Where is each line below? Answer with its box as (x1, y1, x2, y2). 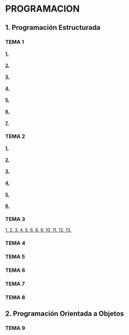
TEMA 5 (5, 253, 25, 260)
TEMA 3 (5, 216, 25, 223)
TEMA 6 (5, 267, 25, 274)
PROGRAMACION (5, 3, 80, 15)
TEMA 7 (5, 280, 25, 288)
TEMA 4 (5, 240, 26, 247)
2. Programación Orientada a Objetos (5, 309, 124, 318)
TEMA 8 (5, 294, 25, 301)
